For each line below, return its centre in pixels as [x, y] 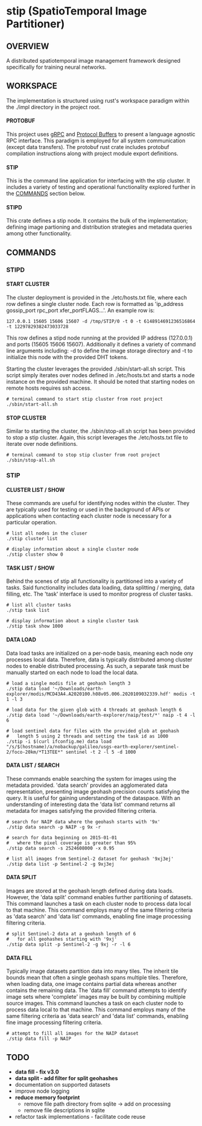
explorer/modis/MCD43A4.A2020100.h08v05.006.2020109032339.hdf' [89, 694]
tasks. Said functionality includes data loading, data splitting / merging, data [100, 588]
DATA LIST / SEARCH [33, 765]
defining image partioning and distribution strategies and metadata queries [99, 227]
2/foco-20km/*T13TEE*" [35, 752]
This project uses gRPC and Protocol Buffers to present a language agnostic [101, 135]
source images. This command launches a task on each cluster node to [95, 1004]
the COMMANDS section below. [46, 194]
